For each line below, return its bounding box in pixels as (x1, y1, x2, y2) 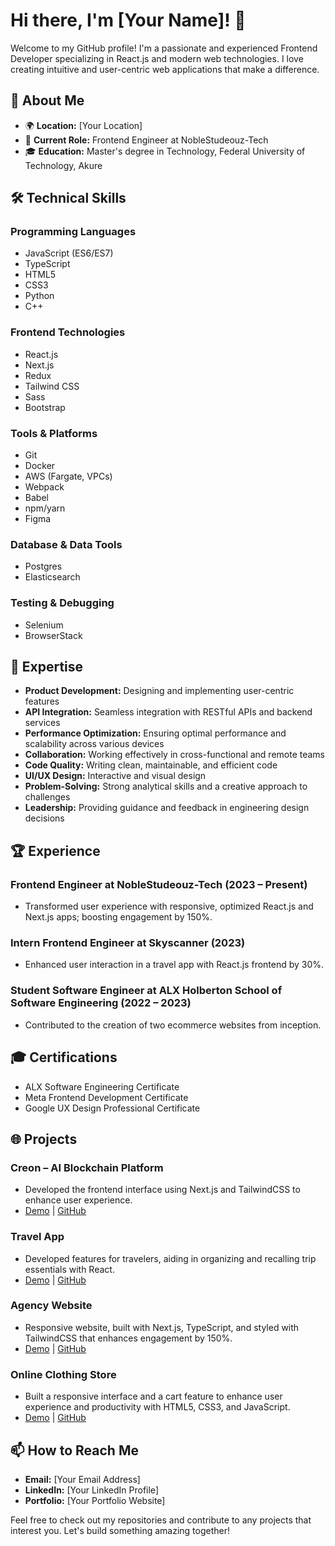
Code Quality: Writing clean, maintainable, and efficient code (24, 759, 278, 771)
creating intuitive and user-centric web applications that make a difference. (10, 63, 320, 75)
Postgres (24, 560, 63, 573)
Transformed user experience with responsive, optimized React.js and (24, 900, 314, 913)
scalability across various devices (24, 738, 165, 750)
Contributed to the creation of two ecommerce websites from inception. (24, 1019, 322, 1031)
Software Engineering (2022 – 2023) (10, 996, 192, 1010)
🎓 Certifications (10, 1049, 118, 1066)
